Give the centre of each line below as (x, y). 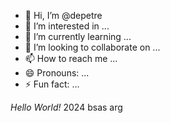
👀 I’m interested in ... (67, 26)
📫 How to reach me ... (71, 58)
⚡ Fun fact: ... (52, 84)
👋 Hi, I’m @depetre (63, 15)
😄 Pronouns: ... (57, 73)
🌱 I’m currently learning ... (78, 36)
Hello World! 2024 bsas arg (66, 107)
